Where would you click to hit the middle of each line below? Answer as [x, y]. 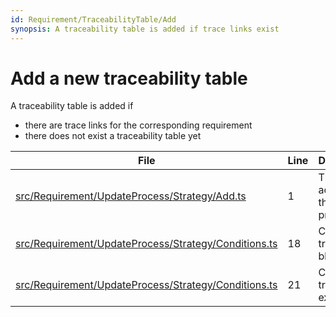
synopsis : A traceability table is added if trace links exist [145, 29]
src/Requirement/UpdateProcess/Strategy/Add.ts [131, 196]
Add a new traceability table [129, 78]
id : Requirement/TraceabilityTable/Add [93, 19]
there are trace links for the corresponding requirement [138, 125]
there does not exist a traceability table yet [113, 136]
